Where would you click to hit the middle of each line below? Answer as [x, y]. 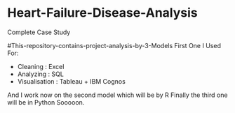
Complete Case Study [39, 32]
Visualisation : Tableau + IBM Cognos [72, 81]
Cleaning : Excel [41, 66]
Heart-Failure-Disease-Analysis [102, 13]
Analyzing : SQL [41, 74]
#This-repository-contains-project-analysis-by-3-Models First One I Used [114, 45]
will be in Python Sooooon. [46, 102]
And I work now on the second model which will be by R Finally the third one [117, 95]
